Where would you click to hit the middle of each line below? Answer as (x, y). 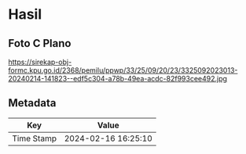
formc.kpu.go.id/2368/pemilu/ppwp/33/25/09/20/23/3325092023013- (123, 70)
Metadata (32, 103)
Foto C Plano (40, 43)
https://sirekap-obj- (40, 62)
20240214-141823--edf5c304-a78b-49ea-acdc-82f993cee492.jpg (118, 79)
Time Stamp (35, 138)
